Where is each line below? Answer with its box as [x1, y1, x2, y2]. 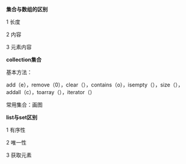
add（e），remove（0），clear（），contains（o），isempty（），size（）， [6, 81, 184, 88]
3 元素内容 [6, 44, 32, 50]
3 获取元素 [6, 152, 32, 159]
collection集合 [6, 56, 42, 63]
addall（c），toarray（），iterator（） [6, 89, 96, 95]
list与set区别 [6, 114, 37, 121]
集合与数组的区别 [6, 6, 48, 12]
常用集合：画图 [6, 101, 43, 108]
